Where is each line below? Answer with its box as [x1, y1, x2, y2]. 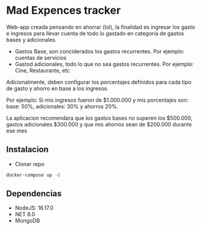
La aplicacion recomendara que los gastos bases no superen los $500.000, [6, 114, 193, 122]
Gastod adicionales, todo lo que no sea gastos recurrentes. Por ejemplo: [14, 60, 194, 68]
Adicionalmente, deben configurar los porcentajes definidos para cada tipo [6, 78, 192, 86]
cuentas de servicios [14, 54, 67, 61]
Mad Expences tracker [6, 4, 121, 17]
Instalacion [6, 144, 49, 155]
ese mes [6, 127, 28, 134]
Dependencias [6, 189, 62, 199]
